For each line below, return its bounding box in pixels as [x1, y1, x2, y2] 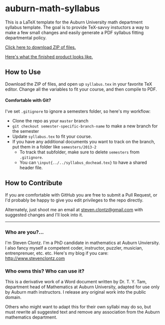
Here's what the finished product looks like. [5, 53, 93, 59]
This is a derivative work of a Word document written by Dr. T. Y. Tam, [5, 279, 147, 285]
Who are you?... [5, 228, 44, 235]
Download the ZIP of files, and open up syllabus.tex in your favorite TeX [5, 81, 152, 87]
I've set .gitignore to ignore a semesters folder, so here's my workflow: [5, 108, 151, 114]
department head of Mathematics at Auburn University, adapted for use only [5, 284, 160, 290]
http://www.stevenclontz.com [5, 255, 65, 261]
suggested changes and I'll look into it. [5, 212, 83, 218]
